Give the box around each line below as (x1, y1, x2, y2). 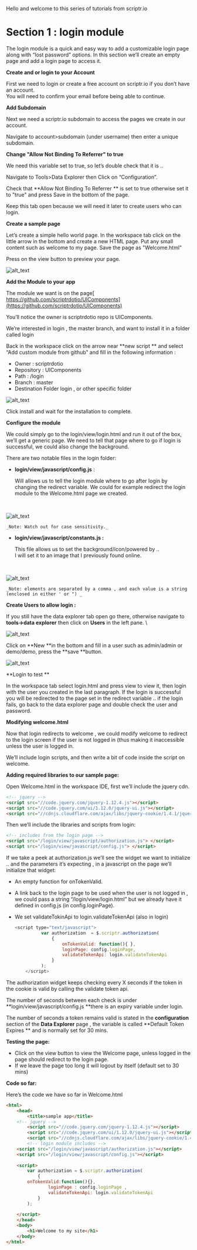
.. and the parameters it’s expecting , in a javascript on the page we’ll (6, 860, 172, 867)
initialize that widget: (6, 867, 56, 874)
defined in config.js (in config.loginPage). (14, 902, 115, 909)
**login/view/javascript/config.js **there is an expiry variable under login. (6, 1003, 184, 1010)
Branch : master (14, 378, 53, 386)
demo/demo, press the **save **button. (6, 648, 103, 655)
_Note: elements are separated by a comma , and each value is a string (6, 586, 188, 592)
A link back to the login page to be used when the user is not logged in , (14, 890, 189, 897)
